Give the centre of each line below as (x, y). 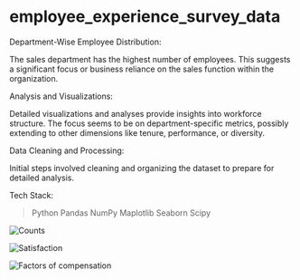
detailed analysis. (42, 178)
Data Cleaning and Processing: (67, 150)
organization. (34, 78)
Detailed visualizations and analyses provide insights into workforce (136, 113)
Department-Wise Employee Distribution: (85, 42)
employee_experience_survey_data (145, 17)
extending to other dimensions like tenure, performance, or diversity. (137, 132)
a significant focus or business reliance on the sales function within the (141, 69)
